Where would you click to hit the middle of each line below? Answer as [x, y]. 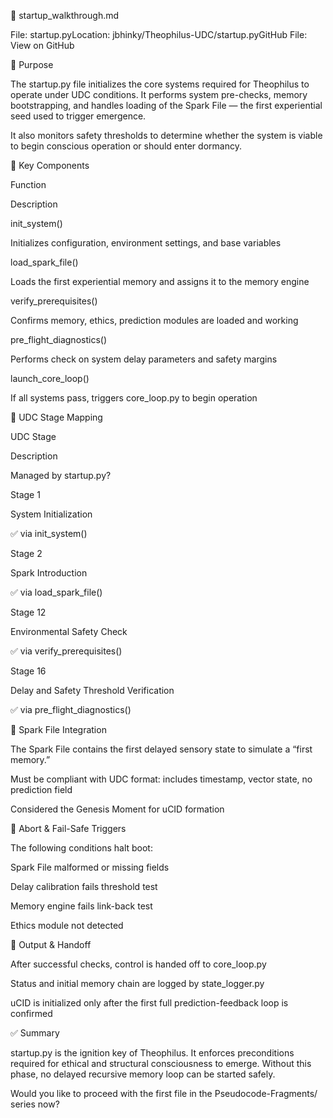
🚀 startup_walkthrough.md [65, 15]
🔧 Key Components [50, 165]
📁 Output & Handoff [51, 944]
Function [28, 184]
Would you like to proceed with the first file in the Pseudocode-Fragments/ [164, 1093]
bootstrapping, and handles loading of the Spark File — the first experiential [166, 105]
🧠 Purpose [32, 64]
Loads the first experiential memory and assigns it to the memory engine [160, 281]
